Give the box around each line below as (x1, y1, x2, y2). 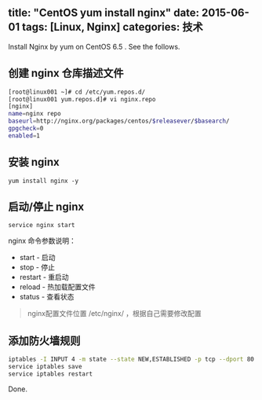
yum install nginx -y (8, 177, 79, 185)
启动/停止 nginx (8, 200, 85, 213)
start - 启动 (19, 253, 56, 262)
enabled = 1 (8, 131, 41, 140)
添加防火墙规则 (8, 334, 81, 347)
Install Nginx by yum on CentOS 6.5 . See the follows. (8, 42, 180, 51)
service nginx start (8, 222, 76, 229)
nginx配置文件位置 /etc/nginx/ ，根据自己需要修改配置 (27, 309, 202, 318)
